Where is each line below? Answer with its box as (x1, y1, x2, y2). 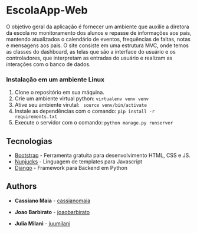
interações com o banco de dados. (6, 60, 91, 68)
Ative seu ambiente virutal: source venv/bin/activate (14, 101, 147, 109)
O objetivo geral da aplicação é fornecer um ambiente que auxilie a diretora (6, 23, 190, 30)
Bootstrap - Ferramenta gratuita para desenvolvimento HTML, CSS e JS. (14, 152, 191, 159)
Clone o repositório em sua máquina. (14, 89, 104, 96)
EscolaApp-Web (6, 4, 88, 17)
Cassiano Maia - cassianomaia (14, 197, 91, 204)
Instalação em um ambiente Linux (6, 75, 105, 83)
